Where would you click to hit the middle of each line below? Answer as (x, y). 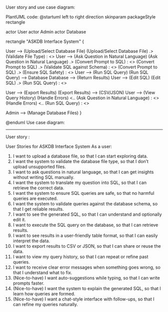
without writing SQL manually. (43, 177)
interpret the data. (31, 241)
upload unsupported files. (39, 167)
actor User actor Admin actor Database (46, 32)
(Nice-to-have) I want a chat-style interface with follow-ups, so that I (84, 299)
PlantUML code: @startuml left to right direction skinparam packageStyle (81, 17)
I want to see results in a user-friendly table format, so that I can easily (85, 235)
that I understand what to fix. (43, 273)
